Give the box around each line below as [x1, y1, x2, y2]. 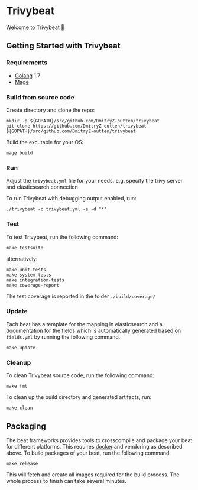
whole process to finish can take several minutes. [6, 477, 127, 484]
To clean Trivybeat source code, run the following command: [6, 372, 155, 379]
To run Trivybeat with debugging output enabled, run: [6, 195, 137, 202]
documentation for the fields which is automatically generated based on [6, 327, 181, 334]
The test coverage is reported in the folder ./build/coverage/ [6, 293, 155, 300]
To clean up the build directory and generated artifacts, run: [6, 394, 152, 401]
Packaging [6, 421, 46, 431]
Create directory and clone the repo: [6, 106, 95, 113]
